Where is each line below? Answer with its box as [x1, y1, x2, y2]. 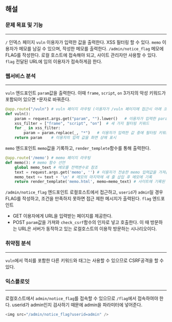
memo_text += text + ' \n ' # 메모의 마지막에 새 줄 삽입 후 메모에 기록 [14, 174, 153, 180]
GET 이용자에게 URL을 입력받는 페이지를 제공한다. [12, 213, 113, 219]
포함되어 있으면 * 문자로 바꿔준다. [5, 96, 71, 102]
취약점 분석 [5, 240, 31, 247]
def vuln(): [5, 111, 31, 117]
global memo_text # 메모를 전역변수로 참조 [14, 165, 98, 170]
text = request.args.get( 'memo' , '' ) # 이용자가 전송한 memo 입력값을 [14, 169, 157, 175]
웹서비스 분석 [5, 72, 36, 80]
